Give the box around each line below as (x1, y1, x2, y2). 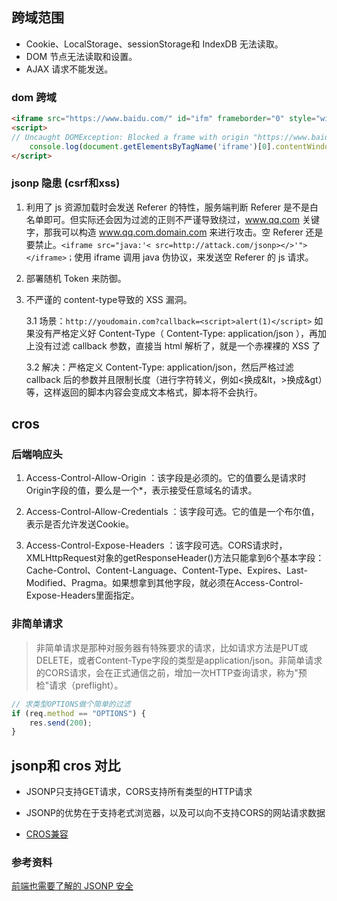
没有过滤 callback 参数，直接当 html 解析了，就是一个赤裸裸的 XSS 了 (34, 339, 321, 352)
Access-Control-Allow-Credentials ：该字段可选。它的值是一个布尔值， (25, 506, 320, 518)
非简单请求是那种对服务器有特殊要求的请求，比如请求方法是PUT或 (35, 641, 309, 653)
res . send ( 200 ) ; (29, 718, 93, 728)
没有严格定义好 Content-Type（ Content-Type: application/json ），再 (34, 327, 318, 339)
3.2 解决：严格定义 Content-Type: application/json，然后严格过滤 (25, 361, 294, 373)
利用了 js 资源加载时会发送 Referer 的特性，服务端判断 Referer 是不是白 (25, 201, 319, 213)
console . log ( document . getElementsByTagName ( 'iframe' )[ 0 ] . (29, 141, 276, 152)
